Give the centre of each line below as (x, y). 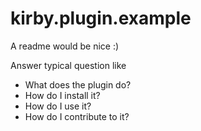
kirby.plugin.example (101, 18)
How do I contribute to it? (77, 116)
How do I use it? (58, 106)
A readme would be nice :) (65, 46)
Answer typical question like (68, 65)
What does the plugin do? (78, 84)
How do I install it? (62, 95)
